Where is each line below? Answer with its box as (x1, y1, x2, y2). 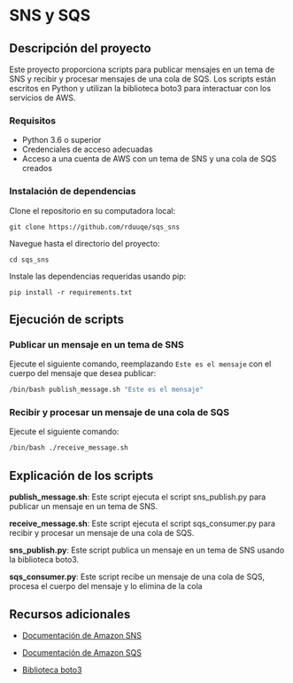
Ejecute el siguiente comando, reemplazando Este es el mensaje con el (9, 358, 272, 369)
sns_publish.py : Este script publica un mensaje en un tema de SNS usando (9, 545, 285, 555)
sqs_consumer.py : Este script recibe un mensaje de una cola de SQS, (9, 571, 266, 582)
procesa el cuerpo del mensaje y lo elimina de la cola (9, 581, 203, 592)
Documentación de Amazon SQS (21, 647, 143, 657)
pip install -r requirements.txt (9, 287, 133, 297)
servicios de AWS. (9, 92, 76, 103)
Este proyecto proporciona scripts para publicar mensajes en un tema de (9, 64, 275, 75)
